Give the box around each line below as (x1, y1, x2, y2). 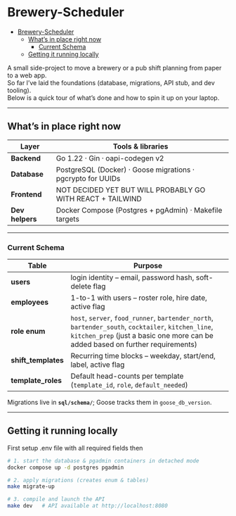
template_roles (11, 376, 62, 386)
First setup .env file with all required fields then (7, 443, 143, 452)
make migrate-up (7, 483, 55, 490)
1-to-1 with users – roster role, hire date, (70, 293, 207, 303)
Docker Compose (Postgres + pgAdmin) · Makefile (55, 205, 223, 215)
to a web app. (7, 71, 47, 80)
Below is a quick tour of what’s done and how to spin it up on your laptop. (7, 93, 220, 102)
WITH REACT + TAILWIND (55, 194, 142, 203)
